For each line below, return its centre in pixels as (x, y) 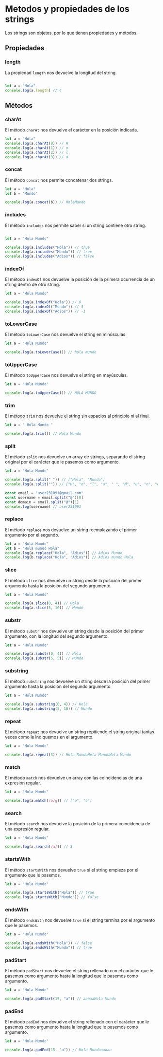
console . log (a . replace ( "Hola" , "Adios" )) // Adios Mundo (64, 553)
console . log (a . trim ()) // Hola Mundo (43, 434)
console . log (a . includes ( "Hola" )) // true (48, 247)
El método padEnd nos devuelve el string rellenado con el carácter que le (77, 1022)
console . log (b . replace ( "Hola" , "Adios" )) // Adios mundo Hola (69, 557)
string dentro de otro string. (33, 285)
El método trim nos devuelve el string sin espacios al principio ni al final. (78, 416)
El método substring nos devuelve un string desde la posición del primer (78, 681)
